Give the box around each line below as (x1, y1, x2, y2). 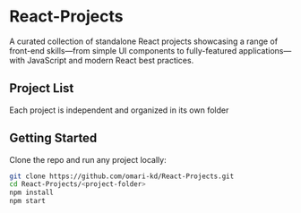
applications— (238, 45, 292, 55)
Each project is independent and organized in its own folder (9, 105, 229, 115)
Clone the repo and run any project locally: (9, 154, 168, 165)
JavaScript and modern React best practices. (26, 55, 194, 65)
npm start (9, 197, 47, 206)
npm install (9, 188, 54, 198)
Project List (9, 81, 74, 96)
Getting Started (9, 131, 98, 146)
